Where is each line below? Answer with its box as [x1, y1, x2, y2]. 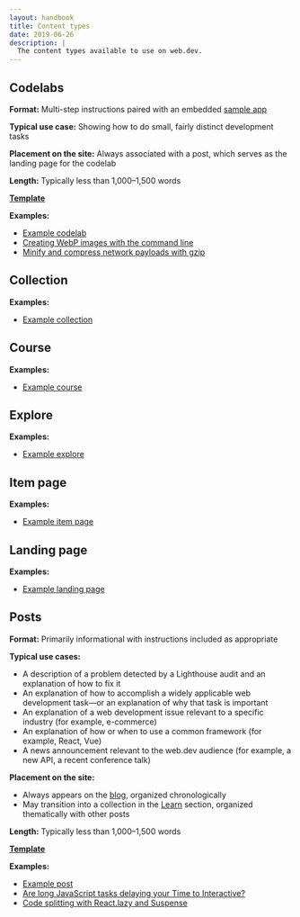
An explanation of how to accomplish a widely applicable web [22, 688, 251, 698]
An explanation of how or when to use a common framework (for [22, 725, 262, 736]
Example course [22, 382, 83, 392]
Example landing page [22, 584, 105, 594]
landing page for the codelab [9, 157, 117, 168]
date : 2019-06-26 [9, 30, 75, 39]
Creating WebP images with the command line [22, 237, 194, 247]
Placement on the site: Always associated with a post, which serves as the [9, 148, 287, 158]
